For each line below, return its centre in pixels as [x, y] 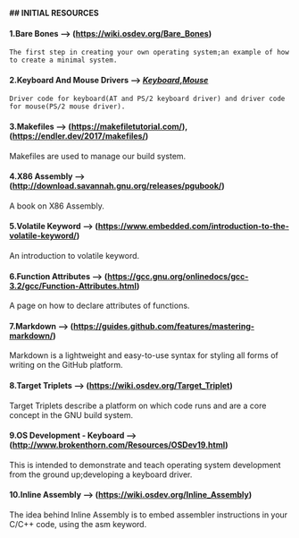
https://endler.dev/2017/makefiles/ [79, 136]
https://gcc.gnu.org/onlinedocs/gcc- [178, 276]
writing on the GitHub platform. [66, 365]
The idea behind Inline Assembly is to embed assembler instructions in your [149, 515]
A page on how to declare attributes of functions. [100, 306]
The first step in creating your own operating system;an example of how [149, 53]
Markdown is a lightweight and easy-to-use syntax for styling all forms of [144, 355]
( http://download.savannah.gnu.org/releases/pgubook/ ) [117, 186]
